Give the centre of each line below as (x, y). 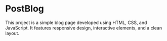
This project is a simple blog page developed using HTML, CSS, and (76, 22)
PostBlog (25, 9)
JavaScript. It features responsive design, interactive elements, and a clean (84, 27)
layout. (12, 33)
